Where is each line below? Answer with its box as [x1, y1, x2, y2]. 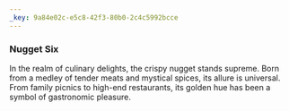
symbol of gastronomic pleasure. [9, 91, 132, 102]
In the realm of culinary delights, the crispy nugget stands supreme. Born [9, 63, 280, 73]
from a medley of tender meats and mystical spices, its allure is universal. [9, 73, 281, 83]
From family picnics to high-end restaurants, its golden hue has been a [9, 81, 271, 92]
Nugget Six [9, 42, 59, 55]
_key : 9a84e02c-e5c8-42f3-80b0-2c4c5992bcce [9, 13, 179, 22]
